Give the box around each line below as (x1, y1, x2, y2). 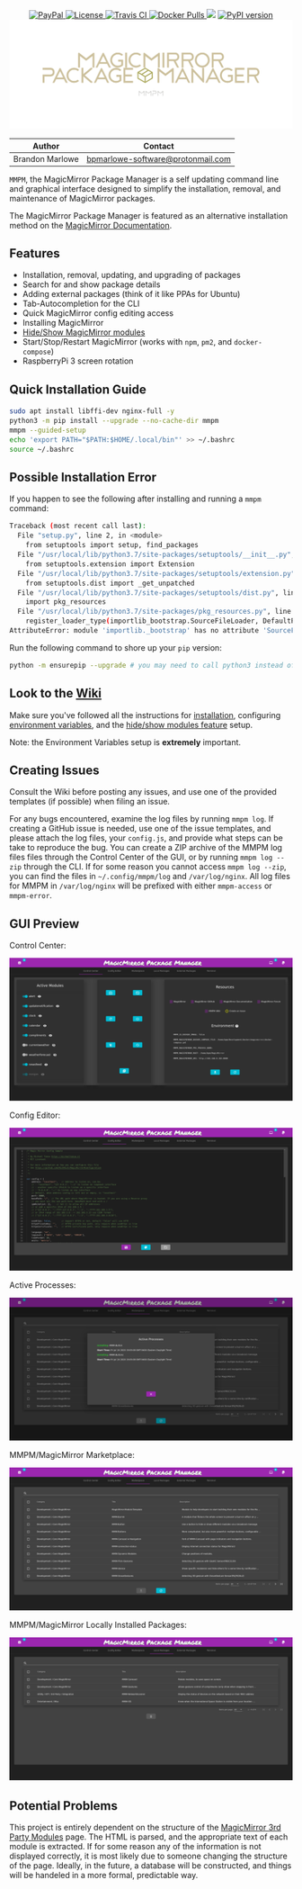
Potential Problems (9, 1798, 119, 1813)
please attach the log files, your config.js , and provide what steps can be (9, 832, 283, 843)
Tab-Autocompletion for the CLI (22, 298, 140, 310)
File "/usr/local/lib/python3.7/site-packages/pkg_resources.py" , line (17, 607, 292, 616)
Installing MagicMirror (22, 318, 104, 328)
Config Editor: (9, 1110, 61, 1120)
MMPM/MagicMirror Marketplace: (9, 1450, 135, 1461)
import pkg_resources (25, 598, 106, 607)
